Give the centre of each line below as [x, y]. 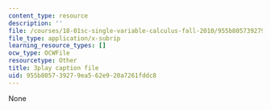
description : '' [35, 23]
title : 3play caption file [54, 68]
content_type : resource [48, 16]
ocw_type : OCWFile [39, 53]
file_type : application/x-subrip [65, 38]
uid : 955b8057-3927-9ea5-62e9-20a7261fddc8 [83, 75]
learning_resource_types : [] [57, 46]
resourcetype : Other [43, 61]
